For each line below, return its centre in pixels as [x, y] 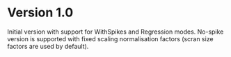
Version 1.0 [40, 13]
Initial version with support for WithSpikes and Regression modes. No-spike [115, 32]
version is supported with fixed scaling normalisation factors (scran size [110, 38]
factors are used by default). [48, 46]
